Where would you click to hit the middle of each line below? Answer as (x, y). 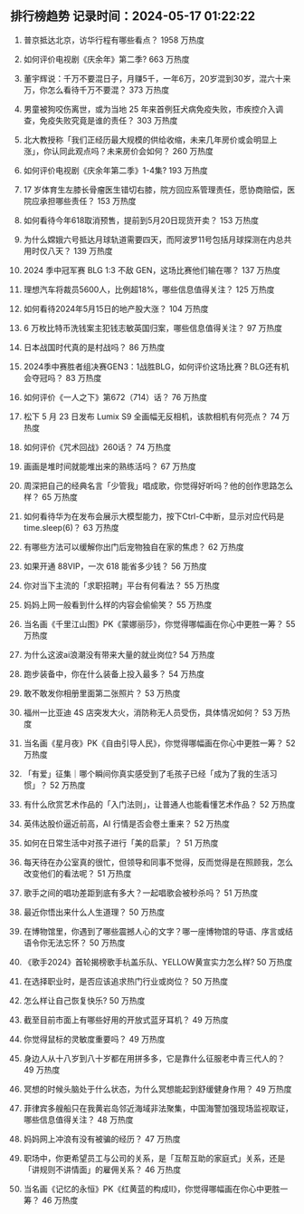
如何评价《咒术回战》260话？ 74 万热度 (97, 446)
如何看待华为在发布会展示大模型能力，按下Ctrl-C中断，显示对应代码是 (154, 516)
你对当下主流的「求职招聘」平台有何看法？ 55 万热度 (122, 585)
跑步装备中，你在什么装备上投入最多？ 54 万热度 (114, 673)
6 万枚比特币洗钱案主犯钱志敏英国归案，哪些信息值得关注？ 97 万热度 (153, 328)
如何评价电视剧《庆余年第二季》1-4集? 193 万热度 (116, 170)
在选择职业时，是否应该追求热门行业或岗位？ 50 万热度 (126, 981)
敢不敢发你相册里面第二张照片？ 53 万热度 (102, 693)
